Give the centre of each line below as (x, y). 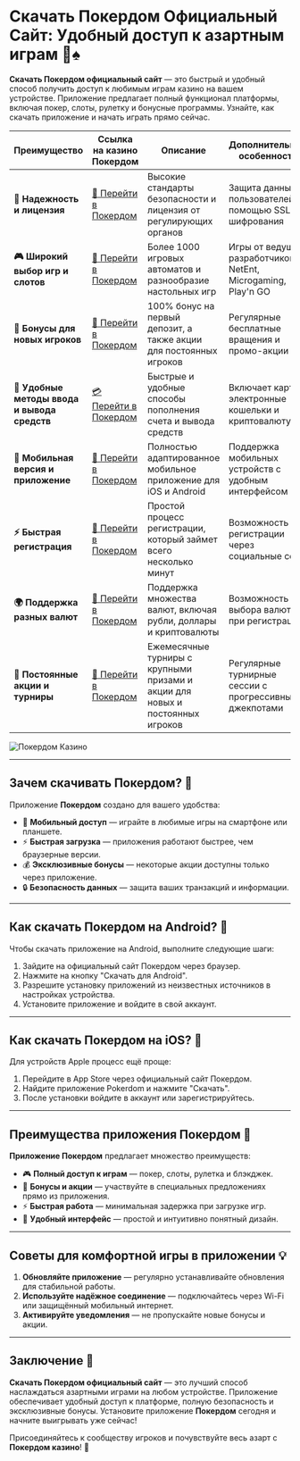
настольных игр (182, 291)
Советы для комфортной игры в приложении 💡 (148, 1255)
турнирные (252, 674)
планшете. (42, 831)
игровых (166, 258)
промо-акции (258, 350)
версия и (34, 469)
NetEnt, (244, 269)
